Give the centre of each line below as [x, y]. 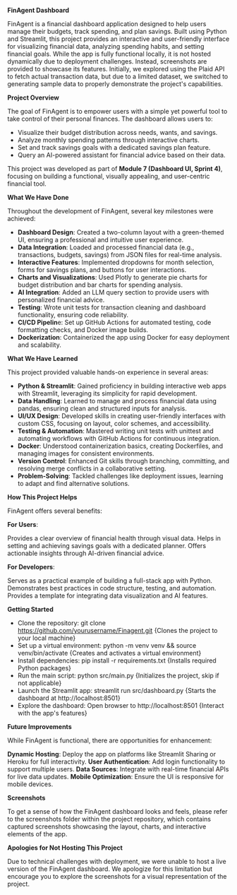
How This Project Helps [42, 497]
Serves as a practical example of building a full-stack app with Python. [110, 581]
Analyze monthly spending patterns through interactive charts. [108, 140]
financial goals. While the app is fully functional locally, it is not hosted [109, 54]
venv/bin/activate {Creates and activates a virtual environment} [109, 653]
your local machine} [47, 638]
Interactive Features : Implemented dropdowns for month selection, [116, 262]
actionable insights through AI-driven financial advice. [86, 553]
